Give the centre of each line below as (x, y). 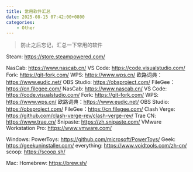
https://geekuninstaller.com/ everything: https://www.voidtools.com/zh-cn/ (96, 146)
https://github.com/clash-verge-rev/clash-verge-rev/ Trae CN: (81, 116)
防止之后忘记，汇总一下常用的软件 (61, 45)
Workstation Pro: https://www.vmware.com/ (59, 128)
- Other (26, 28)
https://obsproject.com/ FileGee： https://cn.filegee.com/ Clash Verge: (91, 109)
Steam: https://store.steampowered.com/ (56, 57)
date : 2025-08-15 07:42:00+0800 (45, 17)
